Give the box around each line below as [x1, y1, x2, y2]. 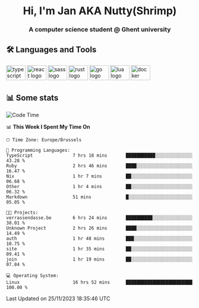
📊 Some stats [6, 93, 59, 103]
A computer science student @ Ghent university [29, 26, 171, 34]
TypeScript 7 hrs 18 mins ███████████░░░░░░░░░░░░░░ [6, 153, 193, 158]
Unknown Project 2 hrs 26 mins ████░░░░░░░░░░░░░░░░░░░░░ [6, 226, 193, 231]
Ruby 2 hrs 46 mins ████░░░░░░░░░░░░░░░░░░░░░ [6, 163, 193, 169]
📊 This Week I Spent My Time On [6, 123, 90, 131]
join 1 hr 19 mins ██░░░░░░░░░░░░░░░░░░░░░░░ [6, 256, 193, 262]
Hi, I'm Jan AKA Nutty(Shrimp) [23, 4, 177, 18]
